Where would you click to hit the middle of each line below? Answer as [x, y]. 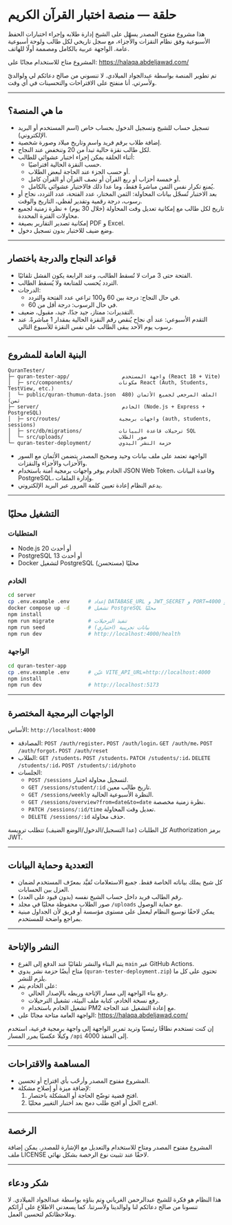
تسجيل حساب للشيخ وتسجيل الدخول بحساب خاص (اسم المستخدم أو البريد [114, 127]
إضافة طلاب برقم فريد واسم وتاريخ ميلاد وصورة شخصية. [89, 142]
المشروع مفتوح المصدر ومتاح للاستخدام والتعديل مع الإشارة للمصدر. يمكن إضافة [110, 1148]
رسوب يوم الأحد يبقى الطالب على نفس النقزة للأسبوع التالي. [95, 326]
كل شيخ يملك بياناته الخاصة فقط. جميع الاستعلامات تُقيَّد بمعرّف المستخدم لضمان [120, 882]
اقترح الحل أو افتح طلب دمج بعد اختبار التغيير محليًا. [93, 1103]
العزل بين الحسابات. [43, 889]
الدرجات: [29, 289]
